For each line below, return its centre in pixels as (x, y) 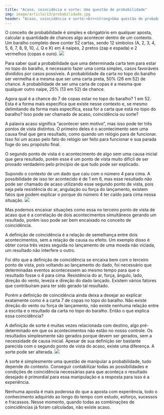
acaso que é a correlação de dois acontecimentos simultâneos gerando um (81, 215)
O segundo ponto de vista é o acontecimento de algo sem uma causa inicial (81, 154)
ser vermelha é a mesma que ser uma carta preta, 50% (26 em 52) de (75, 79)
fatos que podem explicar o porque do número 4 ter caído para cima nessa (81, 195)
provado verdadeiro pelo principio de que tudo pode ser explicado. (72, 165)
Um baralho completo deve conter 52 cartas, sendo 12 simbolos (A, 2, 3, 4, (80, 43)
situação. (14, 200)
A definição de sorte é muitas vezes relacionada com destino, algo (72, 326)
